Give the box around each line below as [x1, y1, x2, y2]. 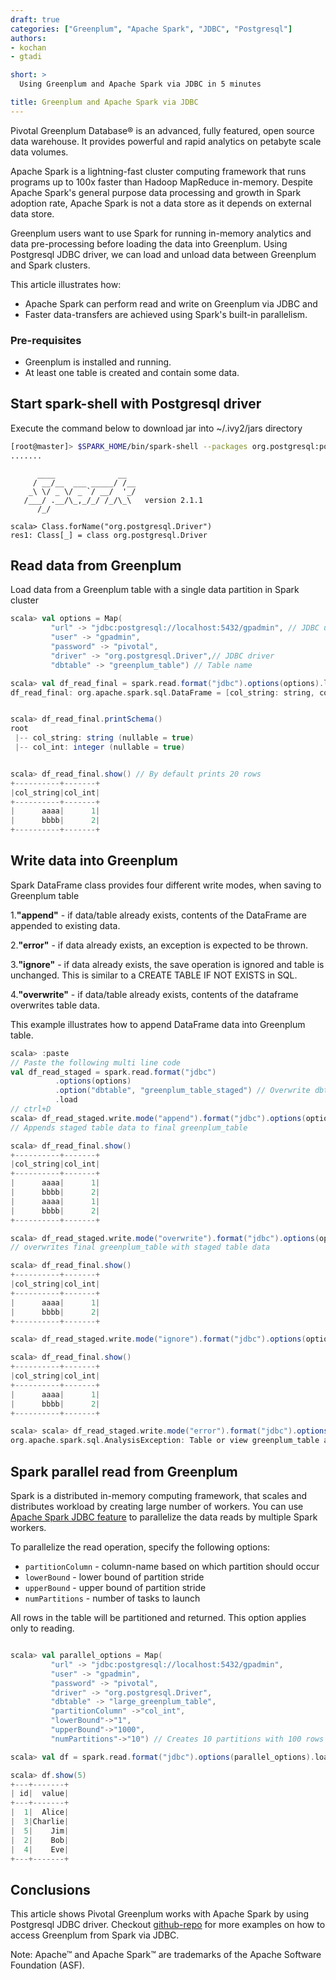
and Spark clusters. [10, 259, 91, 271]
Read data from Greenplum [10, 557, 182, 574]
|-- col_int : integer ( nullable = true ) [14, 742, 186, 753]
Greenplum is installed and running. [24, 356, 172, 368]
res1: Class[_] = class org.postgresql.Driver [10, 530, 208, 540]
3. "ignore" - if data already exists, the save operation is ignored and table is [10, 958, 325, 970]
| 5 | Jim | [10, 1826, 70, 1836]
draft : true [10, 14, 60, 25]
